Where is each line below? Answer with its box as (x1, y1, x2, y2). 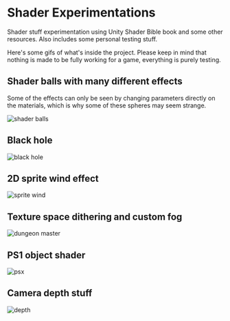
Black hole (7, 134, 53, 146)
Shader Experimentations (7, 5, 156, 21)
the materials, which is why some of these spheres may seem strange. (7, 101, 207, 110)
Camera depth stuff (7, 287, 93, 299)
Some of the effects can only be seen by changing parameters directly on (7, 94, 216, 102)
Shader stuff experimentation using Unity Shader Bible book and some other (7, 28, 223, 36)
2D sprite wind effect (7, 172, 99, 184)
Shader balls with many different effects (7, 76, 183, 87)
